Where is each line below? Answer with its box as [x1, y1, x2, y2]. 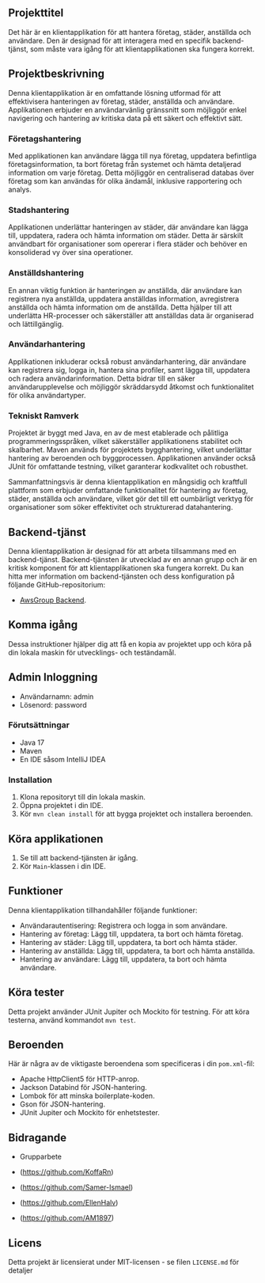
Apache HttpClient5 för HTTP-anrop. [19, 1074, 140, 1084]
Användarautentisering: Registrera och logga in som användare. [19, 920, 228, 930]
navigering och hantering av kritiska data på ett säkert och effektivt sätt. [8, 113, 243, 123]
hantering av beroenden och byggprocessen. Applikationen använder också [8, 454, 256, 463]
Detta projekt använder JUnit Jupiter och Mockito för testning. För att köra [8, 1007, 250, 1016]
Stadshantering [8, 204, 70, 215]
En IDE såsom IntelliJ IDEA [19, 754, 106, 764]
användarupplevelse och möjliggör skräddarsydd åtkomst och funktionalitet [8, 381, 255, 391]
